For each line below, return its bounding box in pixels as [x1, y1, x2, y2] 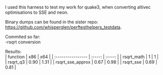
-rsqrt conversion [5, 39, 41, 45]
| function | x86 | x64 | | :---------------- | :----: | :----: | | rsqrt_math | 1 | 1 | [5, 54, 159, 60]
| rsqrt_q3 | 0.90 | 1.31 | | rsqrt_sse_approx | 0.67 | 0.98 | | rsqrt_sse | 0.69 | [5, 59, 158, 65]
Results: [5, 49, 22, 54]
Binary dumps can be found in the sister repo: [5, 19, 98, 25]
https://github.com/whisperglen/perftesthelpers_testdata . [5, 24, 122, 30]
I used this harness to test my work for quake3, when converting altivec [5, 4, 151, 10]
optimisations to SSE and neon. [5, 9, 69, 15]
